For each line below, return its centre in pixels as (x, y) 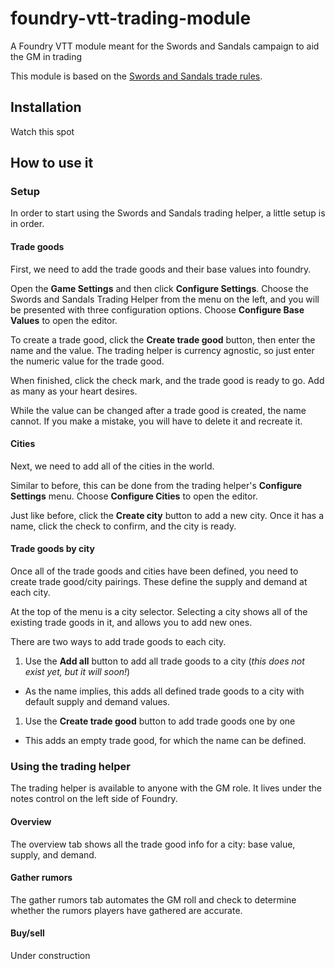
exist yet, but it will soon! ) (77, 672)
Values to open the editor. (64, 320)
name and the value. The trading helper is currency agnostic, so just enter (162, 350)
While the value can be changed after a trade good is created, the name (158, 410)
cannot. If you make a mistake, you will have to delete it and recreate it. (156, 421)
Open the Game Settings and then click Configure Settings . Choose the (160, 288)
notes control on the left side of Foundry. (94, 799)
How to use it (52, 163)
